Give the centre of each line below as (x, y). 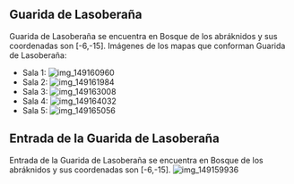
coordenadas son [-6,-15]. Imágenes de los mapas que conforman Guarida (147, 46)
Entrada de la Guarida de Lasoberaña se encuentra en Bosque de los (136, 160)
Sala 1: (34, 72)
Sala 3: (35, 91)
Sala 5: (35, 110)
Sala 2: (35, 82)
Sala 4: (35, 101)
